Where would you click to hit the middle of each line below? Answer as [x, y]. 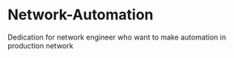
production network [40, 45]
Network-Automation [81, 15]
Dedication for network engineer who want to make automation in [117, 37]
